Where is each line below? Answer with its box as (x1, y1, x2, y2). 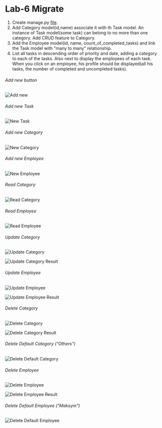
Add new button (5, 77, 37, 83)
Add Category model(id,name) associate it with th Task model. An (12, 24, 144, 30)
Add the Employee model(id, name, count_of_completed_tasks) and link (12, 40, 156, 46)
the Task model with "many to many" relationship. (12, 45, 112, 51)
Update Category (5, 234, 40, 240)
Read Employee (5, 208, 36, 214)
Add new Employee (5, 155, 44, 161)
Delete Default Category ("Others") (5, 341, 76, 347)
